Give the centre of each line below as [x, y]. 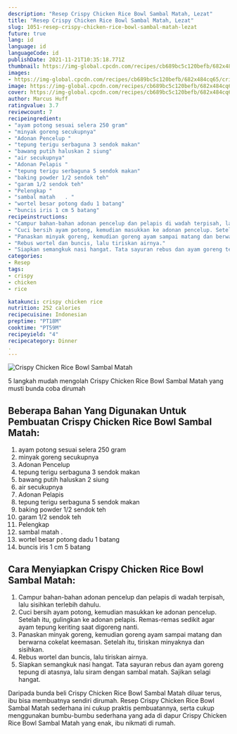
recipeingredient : [35, 118]
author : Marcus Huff [38, 99]
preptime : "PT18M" [35, 321]
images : [19, 73]
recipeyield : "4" [33, 334]
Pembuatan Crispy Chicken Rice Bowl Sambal [110, 422]
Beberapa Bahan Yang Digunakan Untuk [97, 410]
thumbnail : [24, 66]
